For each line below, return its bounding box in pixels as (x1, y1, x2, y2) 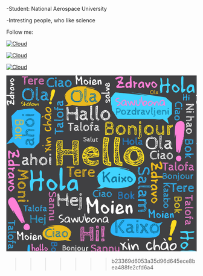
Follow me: (6, 28, 33, 36)
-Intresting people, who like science (6, 17, 95, 24)
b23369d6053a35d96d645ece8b (111, 257, 196, 265)
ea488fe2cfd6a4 (111, 263, 154, 271)
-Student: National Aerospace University (6, 5, 107, 12)
